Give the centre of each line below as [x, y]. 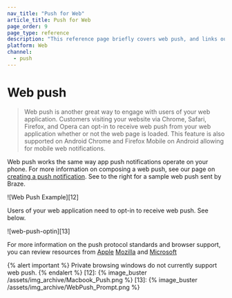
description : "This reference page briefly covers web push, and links [112, 39]
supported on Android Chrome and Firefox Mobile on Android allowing [124, 141]
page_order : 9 [28, 26]
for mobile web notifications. [65, 148]
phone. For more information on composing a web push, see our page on [111, 169]
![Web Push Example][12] [43, 197]
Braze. [17, 183]
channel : [20, 52]
